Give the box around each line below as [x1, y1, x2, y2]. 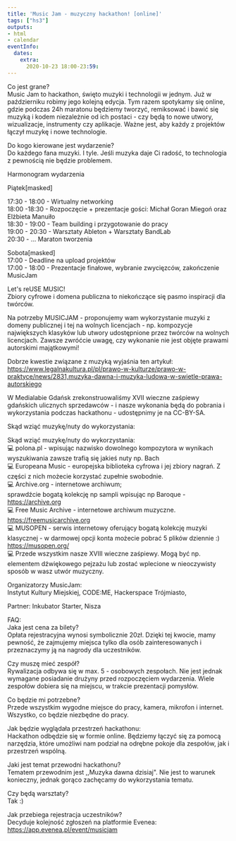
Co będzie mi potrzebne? [7, 695, 81, 704]
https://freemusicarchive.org [7, 515, 90, 524]
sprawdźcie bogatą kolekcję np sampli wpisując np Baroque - [7, 490, 186, 498]
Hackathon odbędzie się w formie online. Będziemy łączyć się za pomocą [7, 731, 221, 740]
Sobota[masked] [7, 248, 56, 257]
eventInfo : [7, 43, 39, 50]
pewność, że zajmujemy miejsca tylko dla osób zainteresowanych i [7, 637, 202, 647]
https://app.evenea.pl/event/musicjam [7, 825, 118, 834]
